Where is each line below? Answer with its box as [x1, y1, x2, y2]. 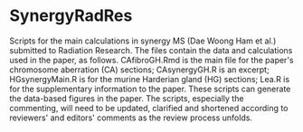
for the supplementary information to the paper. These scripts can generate [9, 83, 291, 94]
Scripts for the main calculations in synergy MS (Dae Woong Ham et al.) [9, 35, 277, 46]
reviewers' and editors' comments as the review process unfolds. [9, 112, 253, 123]
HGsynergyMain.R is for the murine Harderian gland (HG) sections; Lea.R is [9, 73, 290, 84]
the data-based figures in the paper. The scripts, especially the [9, 92, 244, 104]
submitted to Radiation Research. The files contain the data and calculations [9, 44, 293, 55]
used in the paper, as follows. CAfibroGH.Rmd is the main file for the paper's [9, 54, 294, 65]
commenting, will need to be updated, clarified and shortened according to [9, 102, 289, 113]
